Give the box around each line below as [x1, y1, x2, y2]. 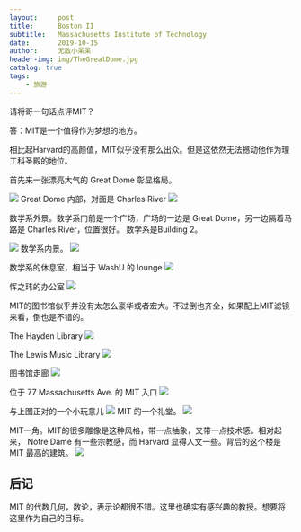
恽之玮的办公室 [9, 280, 65, 292]
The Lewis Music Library [9, 349, 101, 359]
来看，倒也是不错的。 [9, 311, 88, 322]
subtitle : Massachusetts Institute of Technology [9, 30, 207, 39]
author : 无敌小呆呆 [9, 47, 92, 56]
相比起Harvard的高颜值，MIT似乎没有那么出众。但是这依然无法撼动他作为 [9, 144, 282, 155]
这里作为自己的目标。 [9, 513, 88, 524]
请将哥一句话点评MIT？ [9, 105, 95, 117]
